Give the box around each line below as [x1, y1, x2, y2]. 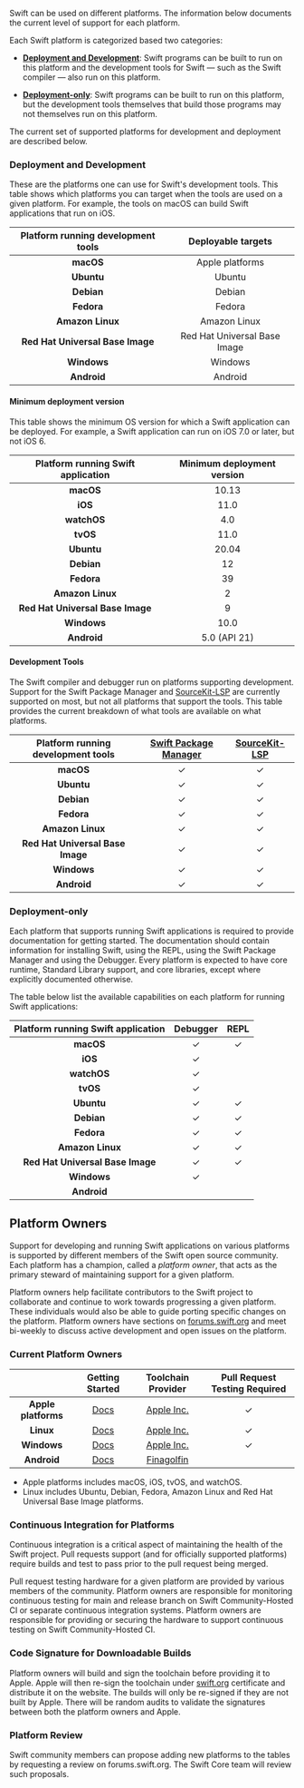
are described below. [9, 136, 88, 146]
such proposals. [9, 1769, 70, 1779]
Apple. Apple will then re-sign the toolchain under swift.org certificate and [9, 1677, 286, 1688]
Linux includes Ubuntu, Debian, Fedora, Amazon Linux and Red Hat [22, 1487, 273, 1498]
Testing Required [211, 1383, 287, 1395]
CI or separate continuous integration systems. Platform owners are [9, 1605, 261, 1616]
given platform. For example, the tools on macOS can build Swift [9, 199, 249, 210]
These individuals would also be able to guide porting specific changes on [9, 1305, 287, 1316]
